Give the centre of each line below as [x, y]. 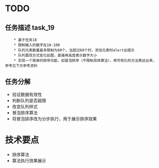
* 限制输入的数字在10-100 [37, 45]
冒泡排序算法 [25, 113]
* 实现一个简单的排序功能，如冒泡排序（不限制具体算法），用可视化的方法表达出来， [85, 61]
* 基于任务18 [25, 40]
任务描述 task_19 [30, 27]
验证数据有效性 [27, 94]
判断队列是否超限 [29, 101]
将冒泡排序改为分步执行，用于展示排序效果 [54, 118]
